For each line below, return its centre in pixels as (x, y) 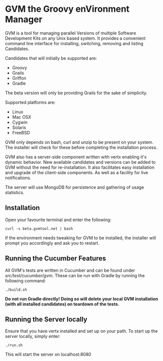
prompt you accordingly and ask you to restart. (52, 243)
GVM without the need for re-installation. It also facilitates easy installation (80, 167)
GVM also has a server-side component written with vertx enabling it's (76, 157)
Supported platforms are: (30, 102)
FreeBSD (21, 132)
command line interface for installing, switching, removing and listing (74, 43)
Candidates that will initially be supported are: (51, 58)
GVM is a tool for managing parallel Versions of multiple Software (71, 33)
